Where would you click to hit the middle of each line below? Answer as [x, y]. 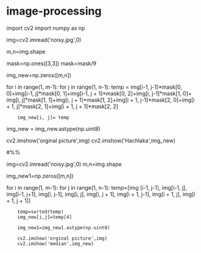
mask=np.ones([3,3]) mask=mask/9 [51, 63]
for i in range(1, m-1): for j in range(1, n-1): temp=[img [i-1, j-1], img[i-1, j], [97, 187]
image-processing [54, 11]
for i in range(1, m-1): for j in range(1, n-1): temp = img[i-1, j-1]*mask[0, [94, 87]
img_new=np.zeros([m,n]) [39, 75]
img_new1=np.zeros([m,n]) [40, 176]
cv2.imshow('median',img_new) [56, 244]
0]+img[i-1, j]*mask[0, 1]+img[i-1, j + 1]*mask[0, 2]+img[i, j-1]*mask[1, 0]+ [99, 93]
